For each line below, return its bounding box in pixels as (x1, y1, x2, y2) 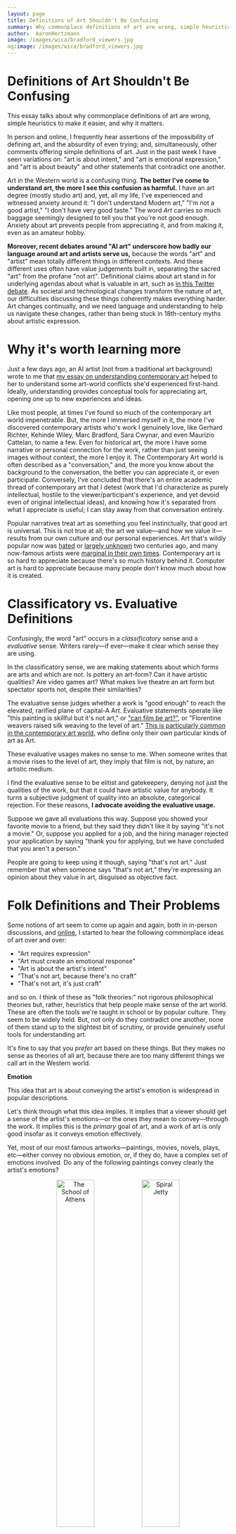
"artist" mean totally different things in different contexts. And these (7, 257, 204, 265)
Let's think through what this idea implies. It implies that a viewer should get (7, 1107, 227, 1116)
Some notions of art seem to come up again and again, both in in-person (7, 921, 218, 929)
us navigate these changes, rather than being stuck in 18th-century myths (7, 309, 221, 317)
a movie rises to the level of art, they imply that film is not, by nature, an (7, 757, 214, 765)
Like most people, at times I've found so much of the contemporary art (7, 408, 212, 416)
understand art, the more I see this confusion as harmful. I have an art (7, 184, 215, 192)
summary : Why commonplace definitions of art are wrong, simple (7, 23, 199, 30)
